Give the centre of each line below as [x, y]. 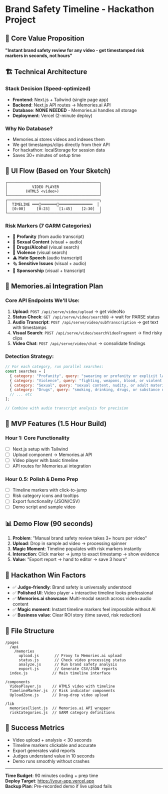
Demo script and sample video [44, 507]
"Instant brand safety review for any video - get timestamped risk [75, 50]
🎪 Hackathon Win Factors [45, 575]
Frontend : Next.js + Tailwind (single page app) [60, 99]
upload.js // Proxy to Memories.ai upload [70, 655]
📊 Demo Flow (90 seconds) [49, 523]
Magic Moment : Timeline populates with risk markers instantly [77, 549]
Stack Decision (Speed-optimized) [48, 88]
